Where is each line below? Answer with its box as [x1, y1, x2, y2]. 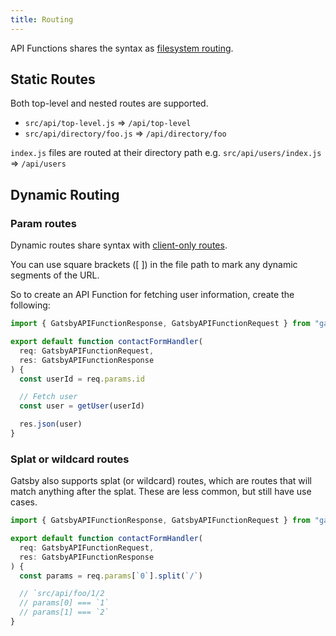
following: [10, 299, 51, 311]
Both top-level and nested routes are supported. [10, 97, 209, 110]
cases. [10, 496, 38, 508]
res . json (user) [19, 419, 83, 430]
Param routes [10, 216, 77, 230]
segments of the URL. [10, 269, 100, 281]
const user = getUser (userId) [19, 401, 145, 411]
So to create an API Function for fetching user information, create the [10, 289, 295, 301]
